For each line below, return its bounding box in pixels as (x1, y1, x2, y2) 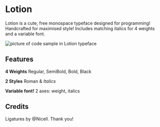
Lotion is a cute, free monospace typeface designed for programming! (5, 20, 150, 26)
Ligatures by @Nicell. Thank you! (5, 115, 74, 121)
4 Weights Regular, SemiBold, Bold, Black (5, 68, 92, 74)
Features (5, 55, 34, 64)
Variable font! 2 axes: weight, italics (5, 88, 80, 94)
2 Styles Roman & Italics (5, 78, 56, 84)
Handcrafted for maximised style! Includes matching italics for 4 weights (5, 25, 155, 31)
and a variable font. (5, 31, 45, 37)
